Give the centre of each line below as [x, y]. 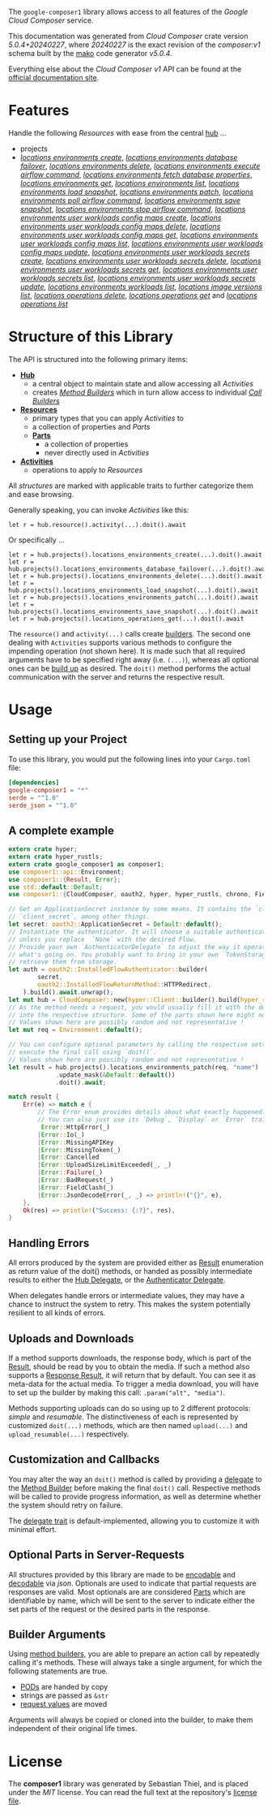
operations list [44, 304]
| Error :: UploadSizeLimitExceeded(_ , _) [105, 1165]
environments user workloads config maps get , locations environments [139, 235]
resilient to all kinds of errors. [57, 1313]
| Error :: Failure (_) [70, 1172]
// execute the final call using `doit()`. [83, 1052]
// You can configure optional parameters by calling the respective [128, 1045]
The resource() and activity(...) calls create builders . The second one [130, 633]
